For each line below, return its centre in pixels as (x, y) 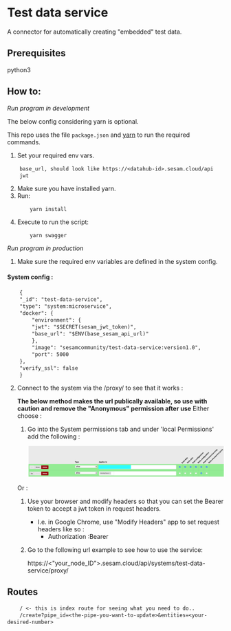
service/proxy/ (48, 570)
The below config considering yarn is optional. (73, 121)
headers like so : (61, 529)
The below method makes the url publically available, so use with (112, 401)
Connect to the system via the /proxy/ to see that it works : (100, 388)
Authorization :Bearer (78, 536)
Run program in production (45, 248)
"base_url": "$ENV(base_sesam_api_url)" (90, 334)
